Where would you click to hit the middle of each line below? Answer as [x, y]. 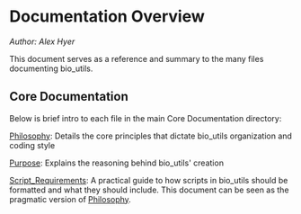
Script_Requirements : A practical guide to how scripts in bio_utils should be [149, 180]
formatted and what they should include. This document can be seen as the [149, 190]
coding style [32, 145]
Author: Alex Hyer [42, 41]
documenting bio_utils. [51, 68]
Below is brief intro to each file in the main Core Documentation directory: [146, 118]
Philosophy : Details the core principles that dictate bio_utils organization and [150, 136]
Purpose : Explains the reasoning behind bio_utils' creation [117, 163]
